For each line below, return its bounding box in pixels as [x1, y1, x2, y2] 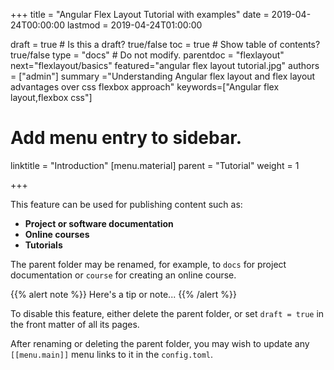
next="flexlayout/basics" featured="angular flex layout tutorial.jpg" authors [10, 60, 320, 71]
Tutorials [24, 239, 63, 251]
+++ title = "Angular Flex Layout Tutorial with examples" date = [10, 9, 270, 20]
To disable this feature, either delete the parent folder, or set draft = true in [10, 307, 325, 319]
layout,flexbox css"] [10, 92, 93, 103]
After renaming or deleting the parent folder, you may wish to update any [10, 337, 310, 349]
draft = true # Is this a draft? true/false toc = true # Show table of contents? [10, 39, 321, 50]
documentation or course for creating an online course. [10, 269, 237, 281]
